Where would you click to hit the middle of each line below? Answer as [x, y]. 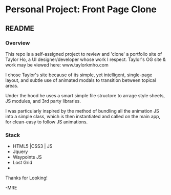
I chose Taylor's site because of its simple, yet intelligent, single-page [79, 75]
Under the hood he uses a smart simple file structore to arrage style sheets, [85, 95]
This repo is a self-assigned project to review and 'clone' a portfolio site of [84, 54]
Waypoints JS [27, 157]
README [20, 28]
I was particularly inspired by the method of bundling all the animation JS [82, 111]
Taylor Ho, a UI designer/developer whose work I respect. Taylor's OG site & [86, 59]
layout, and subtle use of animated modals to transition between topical [81, 80]
